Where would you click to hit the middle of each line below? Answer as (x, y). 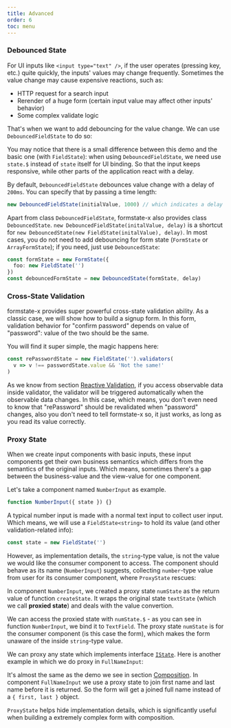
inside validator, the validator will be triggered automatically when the (106, 392)
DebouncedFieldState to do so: (50, 136)
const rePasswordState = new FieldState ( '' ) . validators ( (90, 359)
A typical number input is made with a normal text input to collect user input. (115, 515)
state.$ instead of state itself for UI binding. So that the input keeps (104, 164)
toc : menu (21, 26)
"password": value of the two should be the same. (78, 333)
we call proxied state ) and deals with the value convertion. (90, 606)
